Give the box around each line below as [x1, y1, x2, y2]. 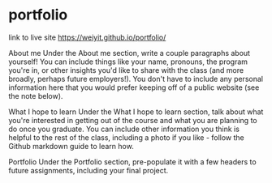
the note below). [8, 91, 63, 100]
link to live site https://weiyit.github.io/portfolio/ [8, 32, 166, 42]
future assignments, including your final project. [8, 165, 169, 175]
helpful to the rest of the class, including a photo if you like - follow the [8, 132, 245, 143]
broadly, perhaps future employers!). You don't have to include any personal [8, 74, 264, 83]
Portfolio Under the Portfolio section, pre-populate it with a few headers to [8, 156, 257, 167]
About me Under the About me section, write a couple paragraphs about [8, 48, 250, 57]
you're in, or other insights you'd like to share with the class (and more [8, 65, 244, 74]
